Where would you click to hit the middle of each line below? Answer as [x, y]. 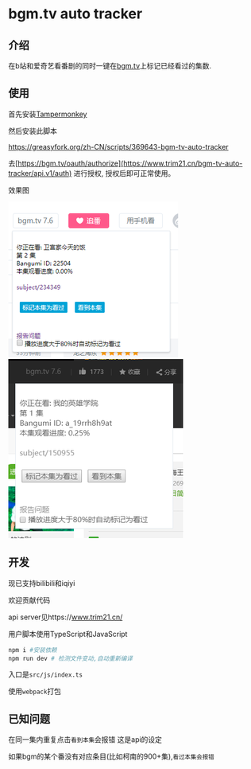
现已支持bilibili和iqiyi [42, 583]
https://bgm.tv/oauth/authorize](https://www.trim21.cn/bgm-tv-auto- [130, 163]
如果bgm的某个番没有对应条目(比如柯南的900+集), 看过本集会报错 [111, 756]
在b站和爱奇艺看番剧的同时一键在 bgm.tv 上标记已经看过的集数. [110, 66]
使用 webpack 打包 [35, 691]
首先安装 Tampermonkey [48, 114]
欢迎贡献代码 [29, 600]
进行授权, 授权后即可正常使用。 [124, 173]
